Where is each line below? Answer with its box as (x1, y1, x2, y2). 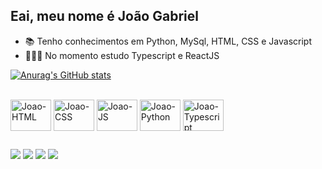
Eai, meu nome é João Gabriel (10, 8, 199, 25)
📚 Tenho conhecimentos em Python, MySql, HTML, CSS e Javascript (24, 35, 313, 47)
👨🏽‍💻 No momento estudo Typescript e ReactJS (24, 49, 220, 61)
